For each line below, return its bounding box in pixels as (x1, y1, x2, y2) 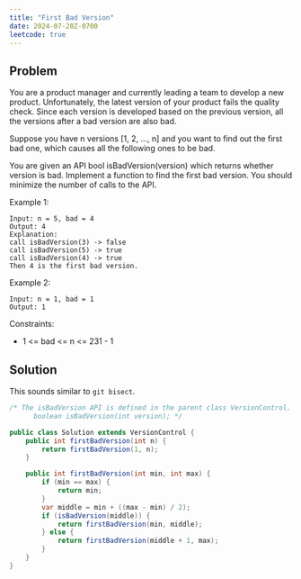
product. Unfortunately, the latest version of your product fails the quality (9, 96, 280, 108)
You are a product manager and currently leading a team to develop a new (9, 87, 285, 98)
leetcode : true (9, 30, 66, 39)
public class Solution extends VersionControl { (9, 428, 195, 437)
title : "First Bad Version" (9, 13, 115, 23)
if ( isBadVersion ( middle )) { (41, 511, 151, 520)
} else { (41, 528, 75, 537)
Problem (9, 63, 58, 78)
